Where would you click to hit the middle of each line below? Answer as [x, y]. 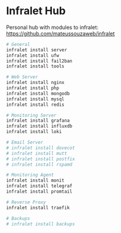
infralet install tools [35, 66]
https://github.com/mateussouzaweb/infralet [60, 33]
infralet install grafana [38, 121]
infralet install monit [35, 181]
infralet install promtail [39, 192]
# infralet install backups [41, 224]
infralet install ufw [33, 55]
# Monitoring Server [32, 115]
